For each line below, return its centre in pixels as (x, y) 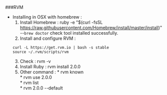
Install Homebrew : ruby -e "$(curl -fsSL (61, 22)
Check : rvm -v (35, 61)
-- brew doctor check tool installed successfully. (69, 33)
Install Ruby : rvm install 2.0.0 (50, 67)
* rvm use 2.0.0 (36, 77)
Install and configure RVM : (48, 38)
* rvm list (29, 83)
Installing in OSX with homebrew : (47, 17)
